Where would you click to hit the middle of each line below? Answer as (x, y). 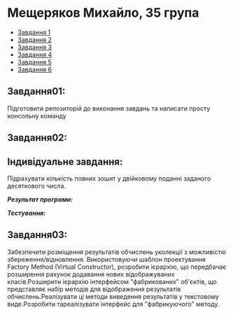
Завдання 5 (35, 62)
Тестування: (27, 213)
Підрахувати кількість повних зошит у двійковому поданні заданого (109, 178)
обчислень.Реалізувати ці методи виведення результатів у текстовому (113, 296)
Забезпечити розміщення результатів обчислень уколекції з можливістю (116, 252)
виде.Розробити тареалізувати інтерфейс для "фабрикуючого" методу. (113, 304)
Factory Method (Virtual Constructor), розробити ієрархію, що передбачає (117, 267)
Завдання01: (36, 91)
